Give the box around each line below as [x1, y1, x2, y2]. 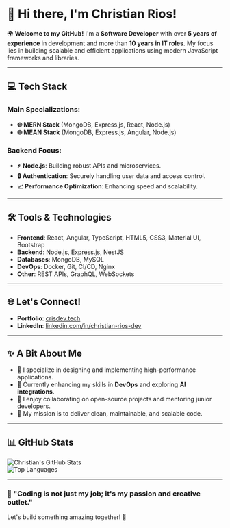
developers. [16, 402, 51, 410]
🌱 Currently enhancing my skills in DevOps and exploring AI [16, 380, 186, 389]
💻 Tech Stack [7, 81, 68, 92]
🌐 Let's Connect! [7, 296, 81, 307]
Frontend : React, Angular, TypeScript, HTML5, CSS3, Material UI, [16, 233, 201, 242]
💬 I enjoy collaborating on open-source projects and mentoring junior [16, 395, 212, 403]
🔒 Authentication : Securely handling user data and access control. [16, 171, 206, 180]
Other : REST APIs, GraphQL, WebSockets [16, 270, 135, 278]
